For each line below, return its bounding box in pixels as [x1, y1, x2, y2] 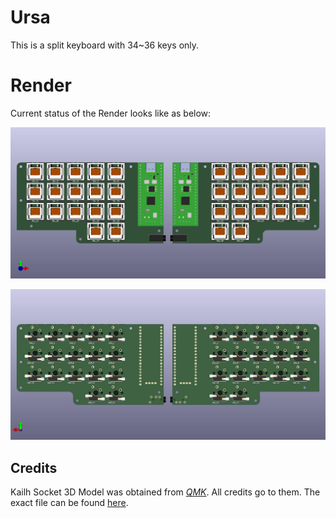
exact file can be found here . [10, 497, 129, 508]
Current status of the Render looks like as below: [10, 107, 212, 119]
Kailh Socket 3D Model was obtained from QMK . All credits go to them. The [10, 486, 321, 498]
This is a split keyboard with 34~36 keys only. [10, 39, 200, 51]
